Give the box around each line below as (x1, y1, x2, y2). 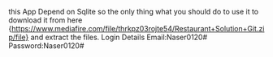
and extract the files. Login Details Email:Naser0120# (30, 32, 208, 42)
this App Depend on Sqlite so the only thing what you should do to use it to (8, 7, 258, 16)
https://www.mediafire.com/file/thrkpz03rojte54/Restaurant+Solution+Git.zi (11, 24, 265, 33)
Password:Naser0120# (8, 41, 84, 51)
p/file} (8, 32, 29, 42)
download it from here (8, 15, 83, 25)
